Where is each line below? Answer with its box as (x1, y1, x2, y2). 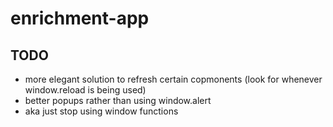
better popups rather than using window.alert (24, 95, 212, 106)
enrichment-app (10, 7, 150, 30)
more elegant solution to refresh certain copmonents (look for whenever (24, 73, 323, 85)
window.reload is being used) (24, 84, 147, 96)
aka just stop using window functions (24, 105, 179, 117)
